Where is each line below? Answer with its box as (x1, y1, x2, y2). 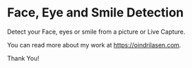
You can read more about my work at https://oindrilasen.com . (7, 41, 182, 49)
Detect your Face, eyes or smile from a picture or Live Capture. (7, 27, 186, 36)
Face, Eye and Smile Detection (7, 5, 184, 21)
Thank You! (7, 54, 40, 63)
